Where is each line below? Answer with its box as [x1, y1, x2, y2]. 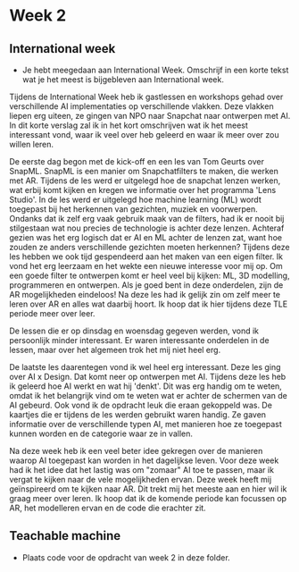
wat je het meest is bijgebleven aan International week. [21, 74, 225, 85]
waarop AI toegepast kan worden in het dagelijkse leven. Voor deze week [9, 455, 279, 466]
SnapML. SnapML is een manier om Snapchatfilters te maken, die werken [9, 166, 279, 176]
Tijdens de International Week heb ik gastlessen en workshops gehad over [9, 91, 284, 102]
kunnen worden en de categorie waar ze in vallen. [9, 428, 194, 439]
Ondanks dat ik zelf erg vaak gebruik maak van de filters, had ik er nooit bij [9, 214, 285, 223]
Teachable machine [9, 528, 121, 543]
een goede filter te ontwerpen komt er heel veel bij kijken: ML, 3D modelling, [9, 270, 290, 281]
